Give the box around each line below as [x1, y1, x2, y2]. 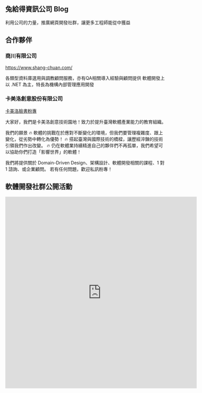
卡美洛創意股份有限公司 [5, 95, 63, 102]
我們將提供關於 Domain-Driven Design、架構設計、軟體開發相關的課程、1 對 [5, 159, 165, 166]
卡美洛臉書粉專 [5, 108, 37, 114]
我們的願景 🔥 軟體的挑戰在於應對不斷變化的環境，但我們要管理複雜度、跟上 [5, 129, 163, 135]
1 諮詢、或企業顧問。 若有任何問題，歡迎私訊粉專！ [5, 166, 113, 172]
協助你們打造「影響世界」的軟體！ [9, 149, 82, 155]
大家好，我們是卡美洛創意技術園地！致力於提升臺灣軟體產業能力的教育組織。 [5, 119, 166, 125]
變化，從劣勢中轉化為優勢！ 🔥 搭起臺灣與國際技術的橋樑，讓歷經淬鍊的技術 [5, 136, 163, 142]
